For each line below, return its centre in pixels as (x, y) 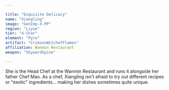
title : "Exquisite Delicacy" (36, 14)
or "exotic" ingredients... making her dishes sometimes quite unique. (77, 82)
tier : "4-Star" (21, 34)
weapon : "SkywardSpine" (31, 52)
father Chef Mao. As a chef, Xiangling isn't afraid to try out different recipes (85, 76)
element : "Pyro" (22, 38)
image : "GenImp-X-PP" (28, 24)
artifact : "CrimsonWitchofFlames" (42, 43)
